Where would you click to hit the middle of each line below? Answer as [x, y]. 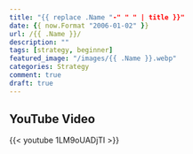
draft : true [31, 83]
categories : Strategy [49, 67]
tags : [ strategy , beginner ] [61, 50]
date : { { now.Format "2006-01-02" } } [79, 26]
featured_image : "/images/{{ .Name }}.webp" [93, 58]
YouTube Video [52, 119]
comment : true [36, 75]
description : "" [39, 42]
